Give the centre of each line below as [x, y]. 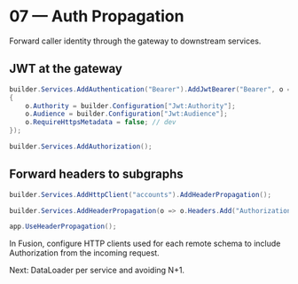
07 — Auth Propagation [97, 16]
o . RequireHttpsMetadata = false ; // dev [101, 122]
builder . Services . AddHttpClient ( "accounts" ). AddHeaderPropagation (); [141, 194]
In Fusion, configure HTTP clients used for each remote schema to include [145, 244]
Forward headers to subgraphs [96, 174]
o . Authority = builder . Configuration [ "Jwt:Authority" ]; [131, 106]
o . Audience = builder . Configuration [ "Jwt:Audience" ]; [126, 114]
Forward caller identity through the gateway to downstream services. [135, 41]
